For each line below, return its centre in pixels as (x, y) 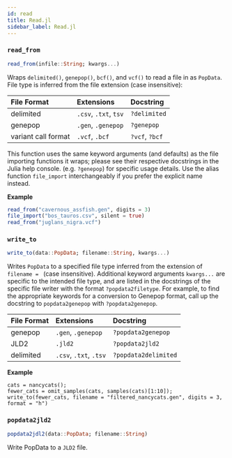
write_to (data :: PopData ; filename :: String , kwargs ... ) (88, 253)
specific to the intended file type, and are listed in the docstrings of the (109, 281)
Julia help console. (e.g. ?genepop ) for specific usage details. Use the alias (113, 168)
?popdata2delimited (145, 355)
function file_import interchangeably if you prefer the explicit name (105, 176)
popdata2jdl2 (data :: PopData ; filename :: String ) (78, 434)
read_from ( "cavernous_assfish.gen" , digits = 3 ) (79, 209)
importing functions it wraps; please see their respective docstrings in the (113, 161)
